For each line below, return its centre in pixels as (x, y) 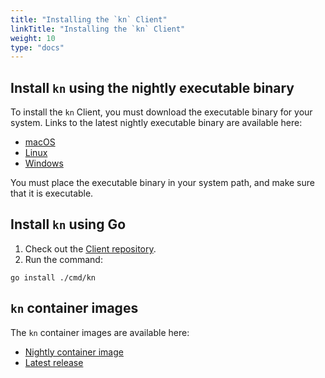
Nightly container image (74, 352)
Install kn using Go (68, 224)
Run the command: (63, 259)
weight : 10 (33, 38)
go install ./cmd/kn (53, 277)
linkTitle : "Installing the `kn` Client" (98, 29)
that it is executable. (52, 193)
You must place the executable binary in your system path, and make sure (162, 183)
